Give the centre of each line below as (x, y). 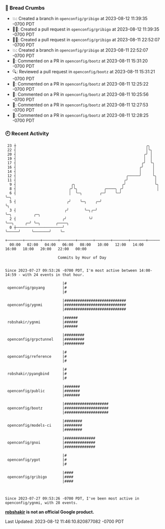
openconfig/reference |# (37, 356)
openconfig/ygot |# (37, 460)
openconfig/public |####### (43, 391)
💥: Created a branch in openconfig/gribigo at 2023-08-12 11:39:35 (80, 19)
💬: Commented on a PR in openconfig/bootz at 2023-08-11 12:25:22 (80, 84)
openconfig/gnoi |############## (51, 442)
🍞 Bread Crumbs (25, 8)
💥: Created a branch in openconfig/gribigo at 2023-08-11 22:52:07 (80, 50)
